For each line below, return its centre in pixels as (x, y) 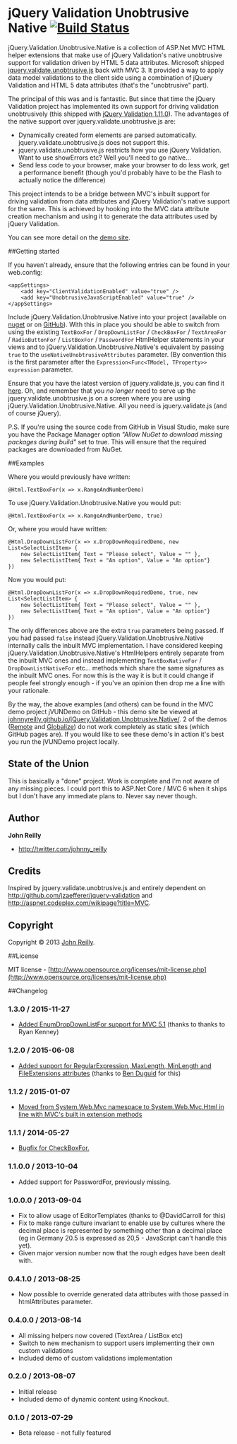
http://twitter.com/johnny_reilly (63, 848)
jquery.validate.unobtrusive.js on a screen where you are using (99, 398)
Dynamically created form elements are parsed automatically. (107, 135)
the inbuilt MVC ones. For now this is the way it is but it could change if (111, 675)
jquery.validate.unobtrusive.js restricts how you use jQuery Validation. (120, 150)
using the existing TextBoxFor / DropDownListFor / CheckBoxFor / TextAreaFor (117, 332)
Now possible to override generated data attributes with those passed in (123, 1294)
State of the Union (49, 764)
